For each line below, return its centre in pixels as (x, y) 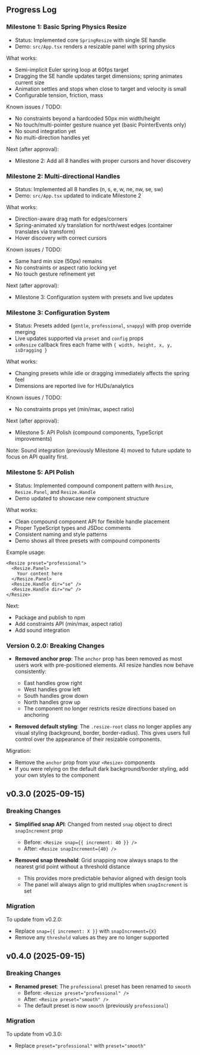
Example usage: (26, 552)
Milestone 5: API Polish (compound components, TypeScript (89, 432)
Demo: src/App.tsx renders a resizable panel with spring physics (95, 46)
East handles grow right (53, 683)
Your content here (40, 574)
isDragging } (31, 351)
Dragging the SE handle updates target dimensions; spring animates (99, 76)
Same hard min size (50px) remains (59, 261)
